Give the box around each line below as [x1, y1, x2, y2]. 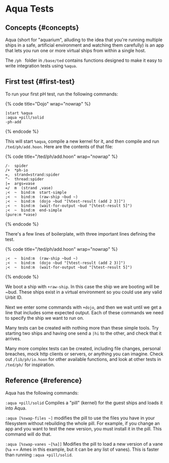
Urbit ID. [5, 294, 23, 300]
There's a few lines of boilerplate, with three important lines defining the [5, 230, 156, 237]
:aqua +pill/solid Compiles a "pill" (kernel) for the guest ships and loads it [5, 400, 163, 406]
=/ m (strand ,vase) [5, 185, 53, 190]
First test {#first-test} [5, 77, 75, 86]
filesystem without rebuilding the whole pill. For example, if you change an [5, 420, 160, 426]
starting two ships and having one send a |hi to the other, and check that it [5, 330, 162, 336]
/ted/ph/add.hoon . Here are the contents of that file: [5, 143, 113, 150]
